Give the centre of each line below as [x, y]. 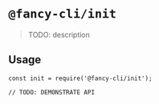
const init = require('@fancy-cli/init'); [80, 78]
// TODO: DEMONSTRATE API [51, 92]
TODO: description [59, 34]
